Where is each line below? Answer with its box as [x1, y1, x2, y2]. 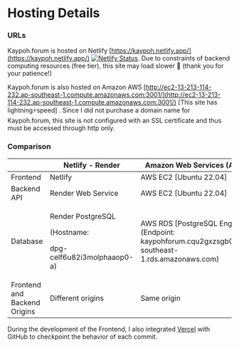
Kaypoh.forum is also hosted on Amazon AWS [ [7, 83, 147, 92]
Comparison [7, 142, 51, 152]
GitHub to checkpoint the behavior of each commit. [7, 332, 158, 341]
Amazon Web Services [144, 160, 224, 170]
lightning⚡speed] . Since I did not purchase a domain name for [7, 106, 191, 115]
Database [11, 236, 43, 246]
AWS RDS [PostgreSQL [140, 218, 218, 228]
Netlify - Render [63, 160, 121, 170]
